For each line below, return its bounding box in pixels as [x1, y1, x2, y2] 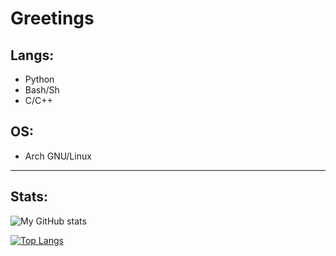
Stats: [10, 188, 49, 206]
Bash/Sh [24, 84, 60, 96]
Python [24, 73, 55, 85]
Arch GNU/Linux [24, 150, 92, 162]
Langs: [10, 47, 55, 64]
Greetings [10, 7, 95, 30]
